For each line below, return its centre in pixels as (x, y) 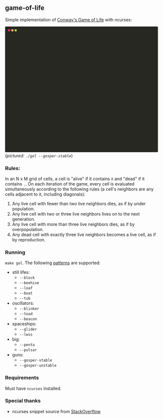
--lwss (26, 335)
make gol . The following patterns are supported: (53, 263)
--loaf (26, 288)
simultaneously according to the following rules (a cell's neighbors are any (79, 189)
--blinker (29, 309)
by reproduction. (29, 239)
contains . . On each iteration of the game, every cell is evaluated (70, 184)
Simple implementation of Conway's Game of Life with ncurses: (68, 19)
